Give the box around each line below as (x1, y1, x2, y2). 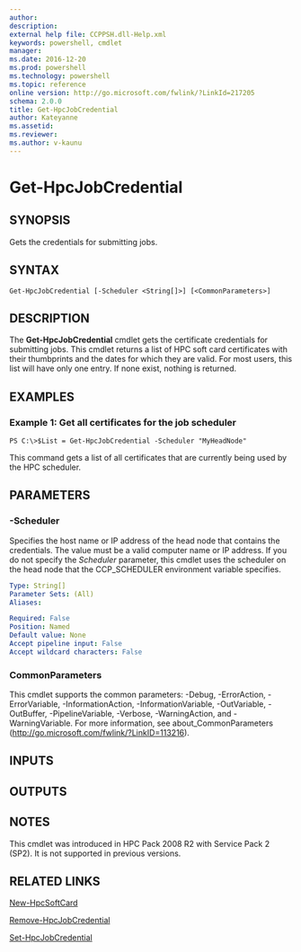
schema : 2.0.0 (9, 96, 63, 106)
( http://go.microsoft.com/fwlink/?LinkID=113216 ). (9, 727, 190, 738)
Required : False (9, 614, 70, 623)
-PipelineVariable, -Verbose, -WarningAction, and (49, 709, 232, 719)
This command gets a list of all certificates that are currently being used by (9, 453, 288, 463)
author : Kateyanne (9, 113, 78, 122)
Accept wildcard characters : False (9, 648, 143, 657)
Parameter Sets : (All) (9, 589, 94, 598)
